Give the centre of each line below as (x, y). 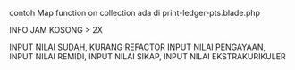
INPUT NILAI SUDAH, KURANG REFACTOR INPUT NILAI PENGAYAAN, (138, 47)
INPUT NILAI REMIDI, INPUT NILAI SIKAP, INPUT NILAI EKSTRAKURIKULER (147, 56)
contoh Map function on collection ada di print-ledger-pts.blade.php (135, 13)
